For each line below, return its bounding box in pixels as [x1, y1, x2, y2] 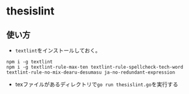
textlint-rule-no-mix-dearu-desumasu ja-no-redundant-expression [6, 69, 175, 75]
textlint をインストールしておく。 [15, 47, 101, 54]
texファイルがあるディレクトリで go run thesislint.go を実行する [15, 81, 178, 88]
